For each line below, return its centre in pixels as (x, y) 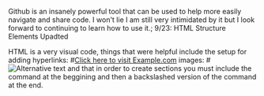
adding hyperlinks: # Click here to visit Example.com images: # (109, 60)
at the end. (26, 85)
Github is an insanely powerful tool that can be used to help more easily (125, 11)
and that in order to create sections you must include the (159, 68)
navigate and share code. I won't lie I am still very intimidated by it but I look (132, 20)
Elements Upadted (38, 36)
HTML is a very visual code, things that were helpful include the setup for (128, 52)
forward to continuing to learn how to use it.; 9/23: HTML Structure (117, 28)
